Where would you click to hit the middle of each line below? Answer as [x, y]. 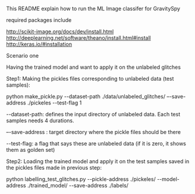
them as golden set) [31, 150]
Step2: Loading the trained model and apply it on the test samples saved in [98, 161]
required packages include [39, 20]
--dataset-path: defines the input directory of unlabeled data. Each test [93, 114]
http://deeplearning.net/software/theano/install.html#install [78, 38]
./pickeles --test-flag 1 [54, 103]
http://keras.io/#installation [39, 44]
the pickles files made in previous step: [54, 168]
